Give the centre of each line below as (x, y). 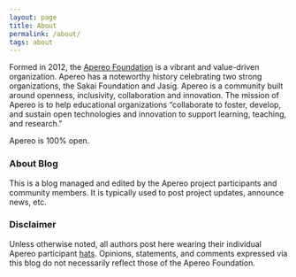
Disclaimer (33, 225)
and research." (36, 124)
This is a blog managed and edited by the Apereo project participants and (143, 183)
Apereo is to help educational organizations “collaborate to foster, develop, (145, 105)
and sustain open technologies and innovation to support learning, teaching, (148, 114)
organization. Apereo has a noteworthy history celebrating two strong (136, 77)
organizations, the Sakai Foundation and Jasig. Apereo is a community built (146, 86)
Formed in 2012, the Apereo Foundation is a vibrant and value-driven (134, 67)
